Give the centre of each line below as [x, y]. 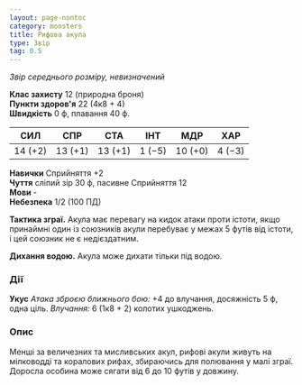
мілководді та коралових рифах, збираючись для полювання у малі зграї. [151, 361]
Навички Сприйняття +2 [56, 173]
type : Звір [30, 43]
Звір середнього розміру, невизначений [87, 77]
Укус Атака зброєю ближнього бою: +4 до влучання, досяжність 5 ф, [144, 299]
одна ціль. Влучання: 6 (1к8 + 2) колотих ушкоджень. [112, 308]
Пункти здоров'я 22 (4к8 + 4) [67, 104]
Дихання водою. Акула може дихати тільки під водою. [116, 256]
